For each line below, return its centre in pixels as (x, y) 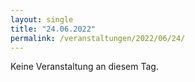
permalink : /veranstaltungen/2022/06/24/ (98, 38)
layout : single (42, 19)
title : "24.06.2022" (53, 29)
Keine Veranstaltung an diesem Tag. (84, 67)
